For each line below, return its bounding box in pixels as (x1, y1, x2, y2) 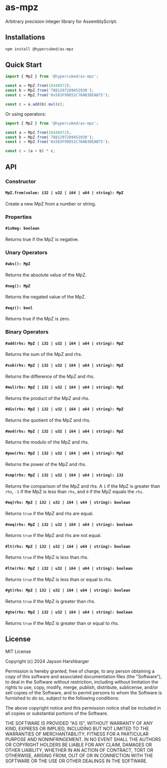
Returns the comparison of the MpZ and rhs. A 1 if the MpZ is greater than (5, 483, 160, 489)
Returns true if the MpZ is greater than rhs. (5, 598, 95, 604)
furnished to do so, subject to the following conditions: (5, 695, 119, 701)
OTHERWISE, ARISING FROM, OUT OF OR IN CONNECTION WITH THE (5, 752, 153, 758)
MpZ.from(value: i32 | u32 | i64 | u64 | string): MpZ (5, 190, 124, 195)
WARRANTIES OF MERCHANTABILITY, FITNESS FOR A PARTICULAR (5, 730, 149, 737)
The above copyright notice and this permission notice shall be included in (5, 705, 161, 711)
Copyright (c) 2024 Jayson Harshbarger (5, 658, 89, 664)
